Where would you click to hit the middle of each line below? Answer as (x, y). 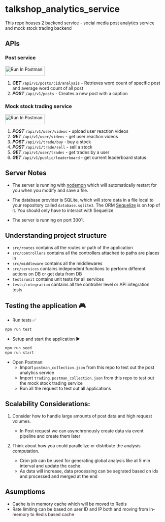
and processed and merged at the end (58, 476)
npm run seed (18, 348)
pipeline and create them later (50, 436)
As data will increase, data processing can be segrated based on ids (89, 471)
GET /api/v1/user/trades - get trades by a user (61, 152)
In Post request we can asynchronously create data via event (82, 431)
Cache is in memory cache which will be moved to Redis (69, 504)
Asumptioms (25, 492)
